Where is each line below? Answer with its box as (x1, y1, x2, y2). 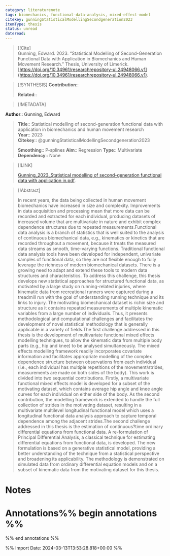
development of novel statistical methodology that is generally (17, 321, 148, 327)
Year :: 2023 (17, 132, 43, 137)
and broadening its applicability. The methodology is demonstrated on (17, 456, 164, 462)
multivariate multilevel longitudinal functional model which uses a (17, 407, 154, 413)
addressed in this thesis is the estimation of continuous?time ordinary (17, 424, 163, 429)
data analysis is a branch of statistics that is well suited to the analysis (17, 229, 164, 235)
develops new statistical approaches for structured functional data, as (17, 278, 164, 284)
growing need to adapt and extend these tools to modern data (17, 267, 148, 273)
